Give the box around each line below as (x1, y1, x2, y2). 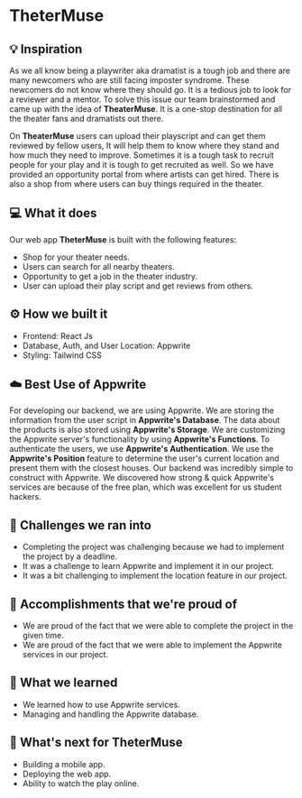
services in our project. (22, 649, 109, 660)
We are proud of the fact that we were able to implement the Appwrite (22, 639, 282, 650)
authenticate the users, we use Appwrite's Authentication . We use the (9, 444, 274, 454)
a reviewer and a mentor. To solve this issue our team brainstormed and (9, 94, 276, 105)
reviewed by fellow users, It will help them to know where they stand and (9, 141, 279, 151)
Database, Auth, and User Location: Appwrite (22, 340, 191, 351)
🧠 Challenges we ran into (9, 518, 151, 533)
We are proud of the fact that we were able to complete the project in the (22, 620, 294, 631)
